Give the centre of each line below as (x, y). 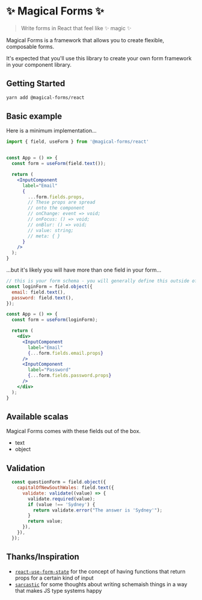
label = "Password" (49, 370)
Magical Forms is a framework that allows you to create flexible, (85, 40)
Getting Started (36, 83)
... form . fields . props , (56, 197)
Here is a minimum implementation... (52, 131)
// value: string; (51, 230)
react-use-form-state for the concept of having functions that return (100, 571)
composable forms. (30, 46)
